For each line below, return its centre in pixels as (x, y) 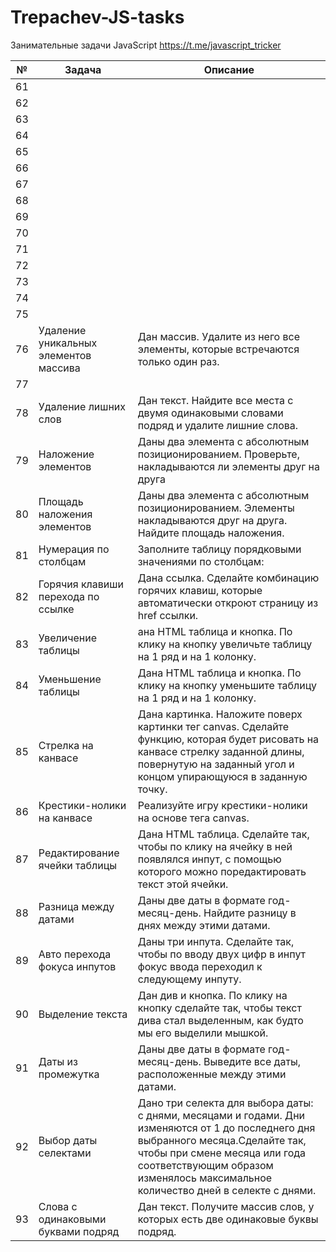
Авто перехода (75, 954)
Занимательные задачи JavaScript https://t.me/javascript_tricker (146, 45)
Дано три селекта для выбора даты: (225, 1103)
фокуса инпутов (77, 966)
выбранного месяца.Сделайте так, (222, 1140)
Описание (229, 69)
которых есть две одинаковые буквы (228, 1219)
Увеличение (67, 638)
